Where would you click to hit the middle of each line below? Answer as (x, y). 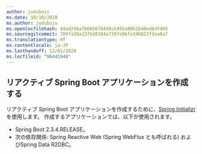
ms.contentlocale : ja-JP (37, 46)
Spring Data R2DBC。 (47, 144)
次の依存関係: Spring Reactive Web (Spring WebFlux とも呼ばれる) (97, 137)
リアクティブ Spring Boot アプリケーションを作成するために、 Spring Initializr (101, 109)
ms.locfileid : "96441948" (38, 57)
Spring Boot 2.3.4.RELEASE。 (51, 129)
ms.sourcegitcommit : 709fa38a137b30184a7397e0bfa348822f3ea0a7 (87, 34)
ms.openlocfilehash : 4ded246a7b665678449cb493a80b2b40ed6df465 (87, 29)
